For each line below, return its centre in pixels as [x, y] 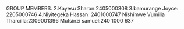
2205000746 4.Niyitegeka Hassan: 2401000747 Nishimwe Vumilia [85, 14]
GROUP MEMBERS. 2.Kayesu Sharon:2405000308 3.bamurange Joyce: [92, 8]
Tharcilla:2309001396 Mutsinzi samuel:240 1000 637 [70, 21]
